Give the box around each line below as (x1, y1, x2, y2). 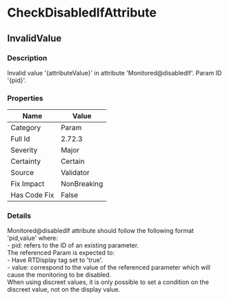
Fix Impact (10, 179, 45, 189)
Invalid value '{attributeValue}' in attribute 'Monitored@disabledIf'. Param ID (7, 68, 222, 77)
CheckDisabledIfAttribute (7, 5, 157, 21)
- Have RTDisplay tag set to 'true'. (7, 256, 103, 264)
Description (7, 53, 48, 63)
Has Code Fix (10, 190, 54, 200)
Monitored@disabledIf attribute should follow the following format (7, 227, 195, 235)
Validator (61, 168, 90, 178)
